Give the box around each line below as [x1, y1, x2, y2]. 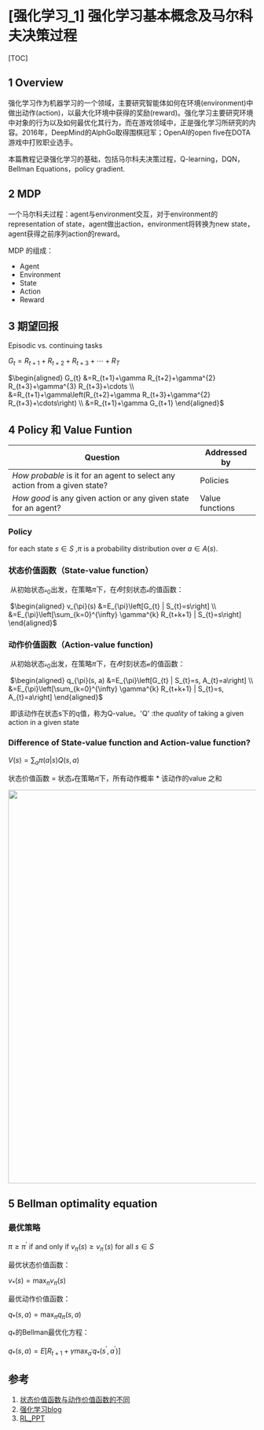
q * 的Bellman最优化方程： [8, 1328, 90, 1339]
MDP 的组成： [8, 246, 53, 255]
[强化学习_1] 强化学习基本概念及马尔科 [8, 7, 254, 25]
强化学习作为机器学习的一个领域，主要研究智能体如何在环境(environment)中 [8, 98, 254, 107]
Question [84, 452, 120, 463]
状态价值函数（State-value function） [8, 565, 153, 576]
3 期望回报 [8, 320, 59, 333]
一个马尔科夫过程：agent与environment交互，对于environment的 [8, 209, 218, 219]
